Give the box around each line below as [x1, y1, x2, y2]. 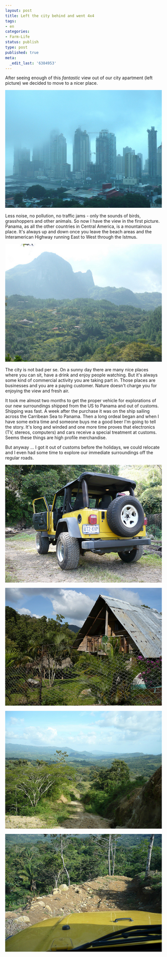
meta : [5, 55, 16, 60]
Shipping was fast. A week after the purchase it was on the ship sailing [5, 408, 150, 414]
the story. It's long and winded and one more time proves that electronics [5, 424, 155, 430]
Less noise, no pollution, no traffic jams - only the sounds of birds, [5, 213, 141, 219]
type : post [5, 45, 28, 50]
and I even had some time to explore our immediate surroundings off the [5, 450, 153, 456]
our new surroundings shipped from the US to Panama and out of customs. [5, 403, 159, 409]
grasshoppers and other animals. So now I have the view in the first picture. [5, 218, 160, 224]
